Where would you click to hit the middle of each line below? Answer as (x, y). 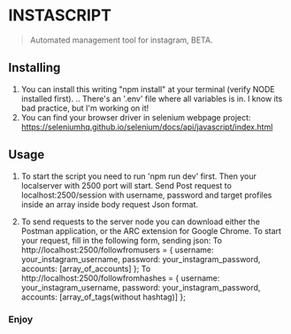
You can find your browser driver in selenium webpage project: (136, 117)
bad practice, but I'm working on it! (85, 108)
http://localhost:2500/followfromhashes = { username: (120, 278)
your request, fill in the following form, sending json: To (122, 240)
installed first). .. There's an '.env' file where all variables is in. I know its (152, 98)
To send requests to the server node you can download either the (140, 221)
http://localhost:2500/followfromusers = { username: (117, 250)
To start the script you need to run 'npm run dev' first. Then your (139, 176)
